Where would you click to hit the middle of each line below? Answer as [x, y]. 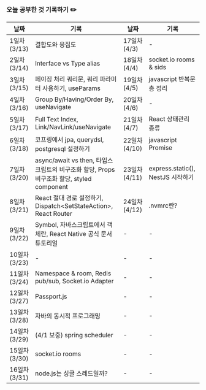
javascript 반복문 [172, 79]
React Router [53, 214]
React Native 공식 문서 [81, 234]
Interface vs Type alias [67, 64]
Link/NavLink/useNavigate [73, 127]
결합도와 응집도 [55, 45]
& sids [158, 67]
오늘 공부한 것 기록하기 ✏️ [41, 9]
